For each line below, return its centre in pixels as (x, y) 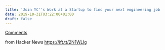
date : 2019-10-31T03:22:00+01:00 (40, 14)
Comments (16, 33)
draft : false (19, 19)
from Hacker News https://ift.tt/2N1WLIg (46, 42)
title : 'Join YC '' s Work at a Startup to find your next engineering (78, 10)
